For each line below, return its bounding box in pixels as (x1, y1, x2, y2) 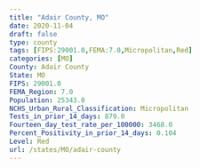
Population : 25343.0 (9, 95, 86, 105)
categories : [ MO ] (9, 54, 74, 63)
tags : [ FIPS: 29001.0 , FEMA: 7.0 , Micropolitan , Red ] (9, 46, 193, 55)
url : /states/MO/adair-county (9, 145, 122, 154)
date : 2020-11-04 (9, 21, 74, 30)
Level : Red (9, 137, 50, 146)
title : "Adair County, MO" (9, 12, 109, 22)
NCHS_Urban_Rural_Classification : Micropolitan (9, 104, 189, 113)
